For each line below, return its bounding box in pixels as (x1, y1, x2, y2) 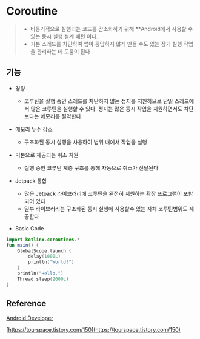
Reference (6, 298, 47, 309)
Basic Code (15, 224, 44, 232)
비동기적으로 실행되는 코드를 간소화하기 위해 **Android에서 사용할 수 (30, 25, 193, 32)
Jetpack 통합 (15, 177, 47, 184)
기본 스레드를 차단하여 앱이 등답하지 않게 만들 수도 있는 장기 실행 (30, 40, 182, 47)
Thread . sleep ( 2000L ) (17, 276, 69, 282)
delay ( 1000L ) (28, 253, 61, 260)
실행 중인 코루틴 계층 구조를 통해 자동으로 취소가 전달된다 (24, 164, 159, 171)
